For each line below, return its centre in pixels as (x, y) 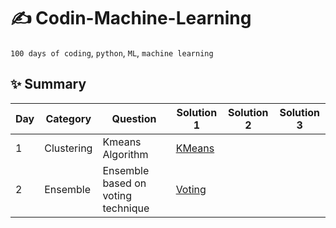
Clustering (68, 148)
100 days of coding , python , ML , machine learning (112, 52)
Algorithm (125, 154)
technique (126, 208)
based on (124, 183)
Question (134, 118)
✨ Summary (48, 84)
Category (68, 118)
